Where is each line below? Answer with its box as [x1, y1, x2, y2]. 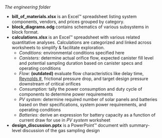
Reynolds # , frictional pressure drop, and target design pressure [19, 76, 149, 81]
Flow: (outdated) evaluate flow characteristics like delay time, [19, 71, 144, 76]
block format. [11, 29, 39, 35]
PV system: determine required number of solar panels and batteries [19, 97, 158, 102]
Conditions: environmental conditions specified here [19, 50, 125, 56]
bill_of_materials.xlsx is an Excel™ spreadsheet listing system [11, 14, 137, 19]
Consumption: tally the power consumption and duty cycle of [19, 86, 142, 92]
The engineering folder [4, 4, 51, 10]
